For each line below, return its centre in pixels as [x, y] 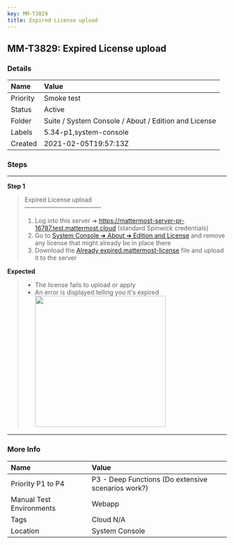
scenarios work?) [120, 488]
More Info [24, 449]
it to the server [56, 258]
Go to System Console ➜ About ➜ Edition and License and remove [130, 235]
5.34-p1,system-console [86, 132]
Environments [33, 508]
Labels [22, 132]
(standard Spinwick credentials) [163, 228]
